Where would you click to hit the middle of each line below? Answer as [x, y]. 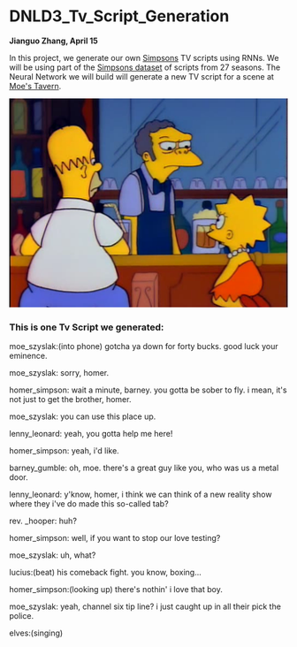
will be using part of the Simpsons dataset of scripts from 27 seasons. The [145, 67]
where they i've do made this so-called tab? [89, 504]
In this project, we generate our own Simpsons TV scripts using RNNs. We [144, 57]
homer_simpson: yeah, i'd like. [64, 451]
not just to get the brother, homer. [70, 400]
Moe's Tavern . [35, 86]
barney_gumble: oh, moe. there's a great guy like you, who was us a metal [144, 468]
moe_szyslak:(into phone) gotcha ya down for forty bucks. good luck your [144, 346]
